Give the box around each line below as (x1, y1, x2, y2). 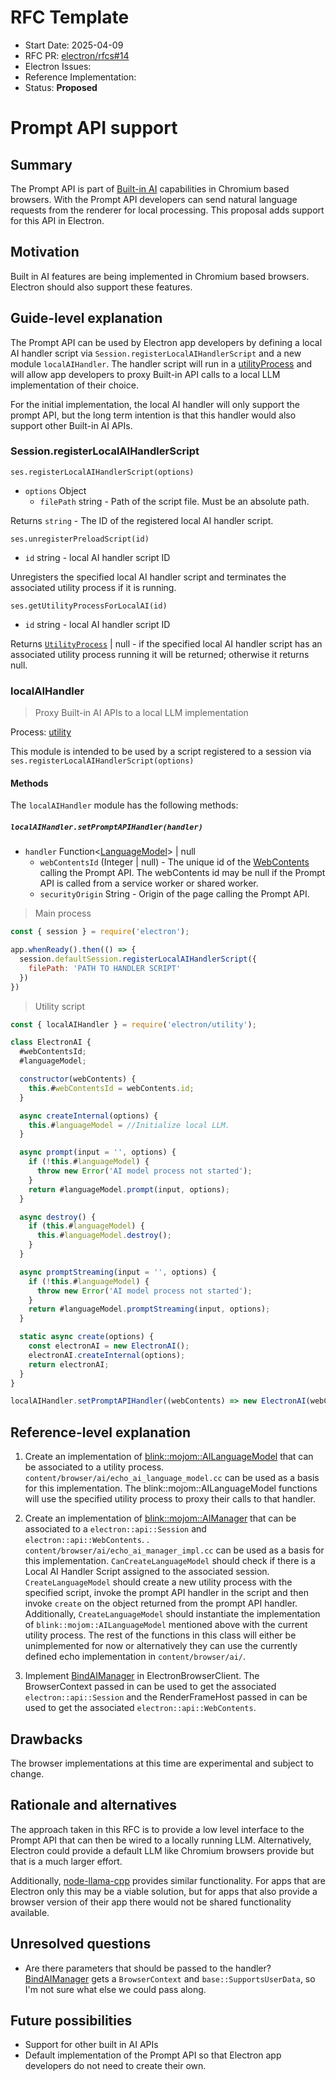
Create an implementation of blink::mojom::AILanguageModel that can (24, 1451, 314, 1463)
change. (10, 1767, 45, 1780)
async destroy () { (19, 1212, 97, 1222)
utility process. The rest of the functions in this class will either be (24, 1629, 297, 1641)
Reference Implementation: (24, 71, 137, 83)
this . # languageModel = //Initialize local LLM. (28, 1120, 230, 1130)
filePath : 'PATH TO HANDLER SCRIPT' (28, 963, 182, 973)
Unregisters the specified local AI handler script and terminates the (10, 571, 287, 583)
